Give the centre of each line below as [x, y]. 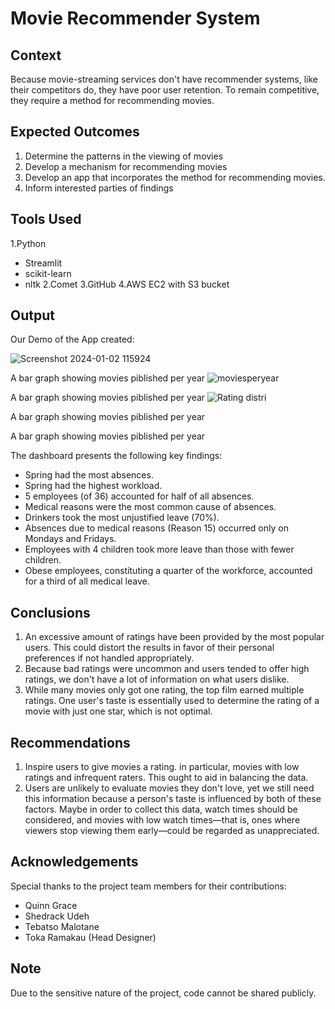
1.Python [28, 243]
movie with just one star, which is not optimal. [118, 711]
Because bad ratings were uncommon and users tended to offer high [167, 669]
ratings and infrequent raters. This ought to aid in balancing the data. [166, 778]
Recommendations [70, 742]
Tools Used [46, 219]
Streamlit [43, 263]
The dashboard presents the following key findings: [116, 456]
